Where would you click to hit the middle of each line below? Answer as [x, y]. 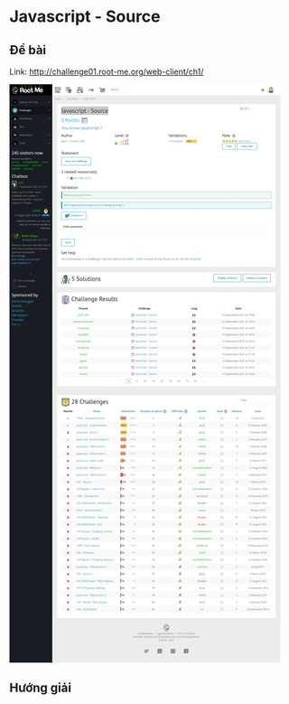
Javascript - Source [85, 17]
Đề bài [28, 50]
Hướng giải [41, 688]
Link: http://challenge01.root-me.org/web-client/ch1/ [107, 71]
